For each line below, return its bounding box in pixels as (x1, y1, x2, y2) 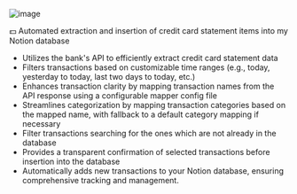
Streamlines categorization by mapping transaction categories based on (21, 100, 286, 110)
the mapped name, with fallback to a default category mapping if (21, 109, 260, 120)
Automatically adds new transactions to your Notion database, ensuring (21, 166, 284, 176)
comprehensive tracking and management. (21, 175, 179, 185)
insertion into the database (21, 156, 121, 167)
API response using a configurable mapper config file (21, 90, 217, 101)
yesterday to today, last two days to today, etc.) (21, 72, 196, 81)
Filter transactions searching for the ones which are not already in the (21, 128, 277, 138)
